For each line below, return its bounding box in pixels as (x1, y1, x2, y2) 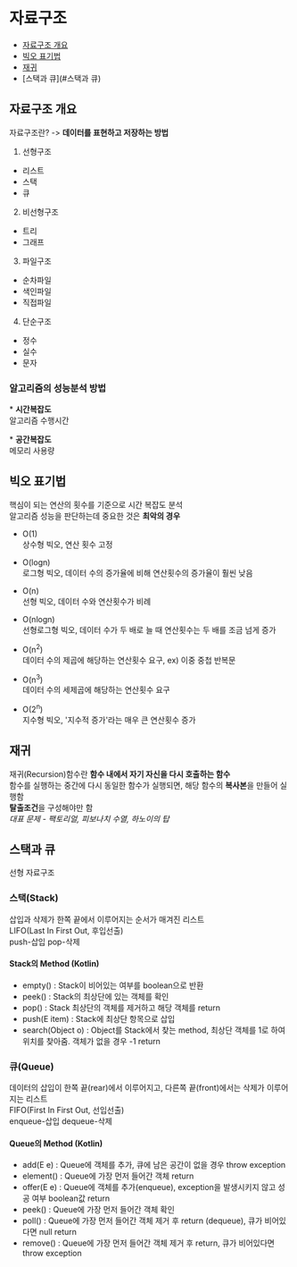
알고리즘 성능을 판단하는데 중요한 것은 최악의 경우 (9, 511, 181, 521)
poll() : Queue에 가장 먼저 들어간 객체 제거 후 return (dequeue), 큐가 (21, 1215, 263, 1226)
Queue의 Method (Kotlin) (9, 1137, 103, 1149)
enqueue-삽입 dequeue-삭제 (9, 1116, 113, 1127)
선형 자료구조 (9, 867, 55, 878)
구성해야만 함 (47, 802, 94, 813)
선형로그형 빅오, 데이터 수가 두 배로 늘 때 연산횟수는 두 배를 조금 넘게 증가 (21, 624, 276, 635)
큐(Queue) (9, 1060, 54, 1073)
